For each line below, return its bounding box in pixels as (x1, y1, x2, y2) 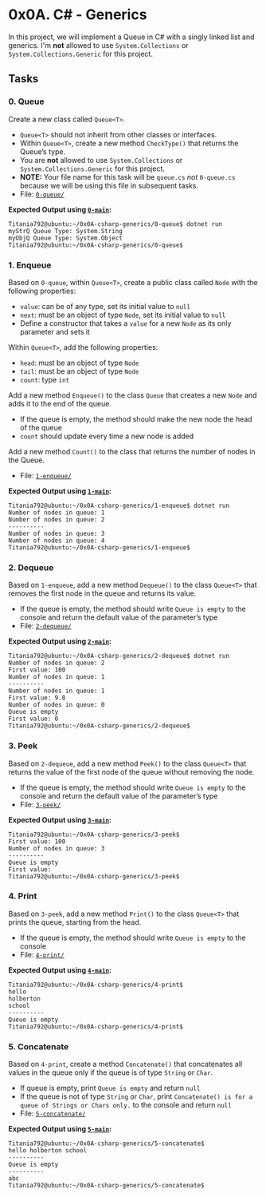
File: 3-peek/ (19, 799, 61, 809)
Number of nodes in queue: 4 (8, 537, 105, 545)
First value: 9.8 (8, 694, 66, 702)
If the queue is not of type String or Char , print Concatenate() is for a (19, 1092, 253, 1101)
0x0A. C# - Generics (8, 6, 147, 24)
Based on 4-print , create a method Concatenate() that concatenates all (8, 1060, 243, 1069)
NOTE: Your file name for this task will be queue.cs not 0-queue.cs (19, 172, 236, 181)
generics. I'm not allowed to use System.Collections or (8, 40, 189, 50)
